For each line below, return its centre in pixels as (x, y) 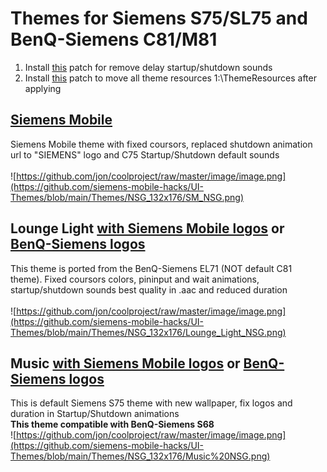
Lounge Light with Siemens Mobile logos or (147, 228)
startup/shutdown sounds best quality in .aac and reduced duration (149, 289)
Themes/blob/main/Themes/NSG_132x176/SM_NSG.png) (127, 197)
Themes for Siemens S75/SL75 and (159, 18)
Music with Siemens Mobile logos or (125, 363)
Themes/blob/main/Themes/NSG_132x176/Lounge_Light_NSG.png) (148, 332)
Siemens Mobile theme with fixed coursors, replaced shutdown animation (161, 144)
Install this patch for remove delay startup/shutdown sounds (148, 67)
